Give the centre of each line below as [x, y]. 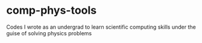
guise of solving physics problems [49, 33]
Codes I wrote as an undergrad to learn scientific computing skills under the [101, 27]
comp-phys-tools [52, 10]
